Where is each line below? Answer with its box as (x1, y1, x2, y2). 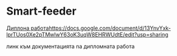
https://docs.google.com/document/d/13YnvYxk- (48, 24, 171, 32)
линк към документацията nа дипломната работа (6, 43, 135, 50)
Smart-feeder (6, 4, 77, 18)
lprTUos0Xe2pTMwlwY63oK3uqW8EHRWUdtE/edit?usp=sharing (6, 30, 169, 38)
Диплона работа (6, 24, 50, 32)
